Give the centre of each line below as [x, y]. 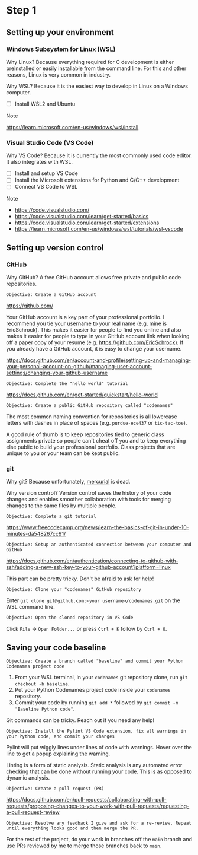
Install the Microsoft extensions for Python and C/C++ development [97, 180]
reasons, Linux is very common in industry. [59, 74]
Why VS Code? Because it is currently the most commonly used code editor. [99, 155]
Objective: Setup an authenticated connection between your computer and [99, 545]
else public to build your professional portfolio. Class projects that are [91, 447]
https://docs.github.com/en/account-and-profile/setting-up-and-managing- [99, 360]
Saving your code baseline [56, 647]
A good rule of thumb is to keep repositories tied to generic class [85, 434]
